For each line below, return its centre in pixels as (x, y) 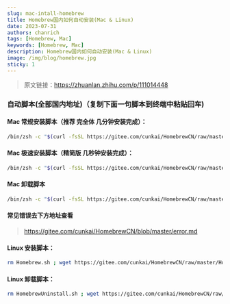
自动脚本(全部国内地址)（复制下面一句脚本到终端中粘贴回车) (106, 104)
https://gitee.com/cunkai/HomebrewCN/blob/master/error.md (111, 231)
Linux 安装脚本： (31, 248)
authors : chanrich (33, 33)
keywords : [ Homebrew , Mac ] (46, 45)
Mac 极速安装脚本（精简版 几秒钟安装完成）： (71, 153)
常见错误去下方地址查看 (40, 216)
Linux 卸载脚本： (31, 279)
